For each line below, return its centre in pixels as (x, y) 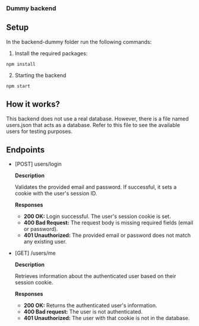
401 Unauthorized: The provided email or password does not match (107, 235)
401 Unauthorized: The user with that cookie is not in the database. (107, 318)
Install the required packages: (51, 53)
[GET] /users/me (35, 253)
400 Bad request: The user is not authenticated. (83, 312)
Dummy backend (31, 8)
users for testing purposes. (39, 131)
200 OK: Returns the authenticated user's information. (90, 306)
